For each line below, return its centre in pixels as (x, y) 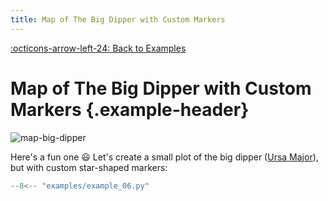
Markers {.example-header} (130, 109)
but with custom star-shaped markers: (89, 167)
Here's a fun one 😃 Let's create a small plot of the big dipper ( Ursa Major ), (164, 157)
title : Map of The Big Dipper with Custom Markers (118, 19)
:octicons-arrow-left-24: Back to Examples (98, 48)
